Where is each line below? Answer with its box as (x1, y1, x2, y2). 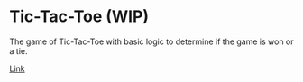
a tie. (9, 45, 28, 56)
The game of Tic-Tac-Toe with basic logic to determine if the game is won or (9, 36, 295, 47)
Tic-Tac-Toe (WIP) (9, 6, 150, 27)
